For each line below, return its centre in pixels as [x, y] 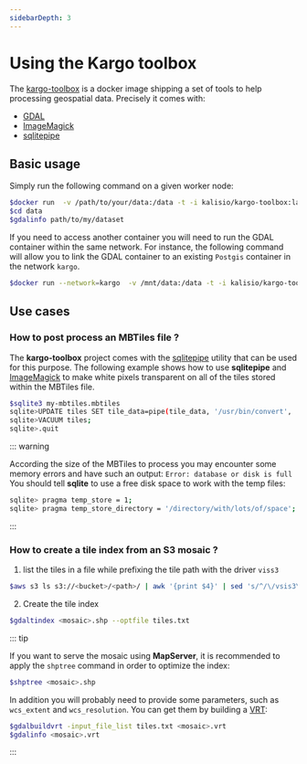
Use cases [40, 312]
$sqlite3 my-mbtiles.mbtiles [65, 403]
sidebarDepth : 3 [40, 18]
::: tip [19, 638]
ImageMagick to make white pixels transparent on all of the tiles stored [143, 377]
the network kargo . [45, 266]
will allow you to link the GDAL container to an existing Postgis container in [150, 256]
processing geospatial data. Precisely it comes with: [107, 98]
